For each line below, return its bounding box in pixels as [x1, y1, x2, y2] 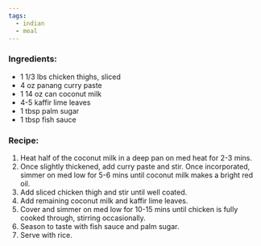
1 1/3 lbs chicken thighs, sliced [19, 72, 121, 81]
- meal [15, 27, 38, 35]
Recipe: [8, 135, 39, 146]
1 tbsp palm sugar [19, 106, 80, 115]
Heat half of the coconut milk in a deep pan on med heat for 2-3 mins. [19, 152, 252, 162]
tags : [8, 11, 27, 20]
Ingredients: [8, 53, 58, 65]
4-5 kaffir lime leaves [19, 98, 91, 107]
